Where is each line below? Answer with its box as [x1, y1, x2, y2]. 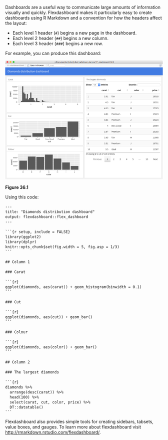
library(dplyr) [5, 240, 37, 245]
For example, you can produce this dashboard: [5, 50, 101, 56]
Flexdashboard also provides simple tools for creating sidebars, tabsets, [5, 418, 154, 425]
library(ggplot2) [5, 235, 41, 240]
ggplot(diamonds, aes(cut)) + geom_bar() [5, 315, 93, 320]
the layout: [5, 20, 27, 26]
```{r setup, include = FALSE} [5, 230, 70, 235]
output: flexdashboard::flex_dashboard [5, 214, 88, 219]
